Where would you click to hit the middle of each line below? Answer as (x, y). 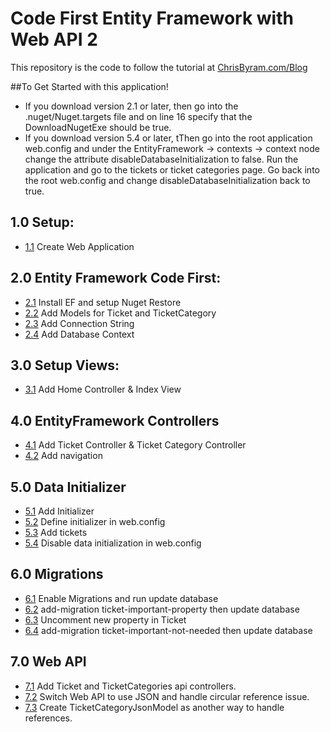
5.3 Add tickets (56, 532)
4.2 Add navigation (63, 456)
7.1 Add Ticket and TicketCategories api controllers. (130, 686)
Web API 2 (54, 39)
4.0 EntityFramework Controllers (115, 420)
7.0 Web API (48, 662)
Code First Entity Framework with (152, 18)
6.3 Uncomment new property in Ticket (105, 619)
